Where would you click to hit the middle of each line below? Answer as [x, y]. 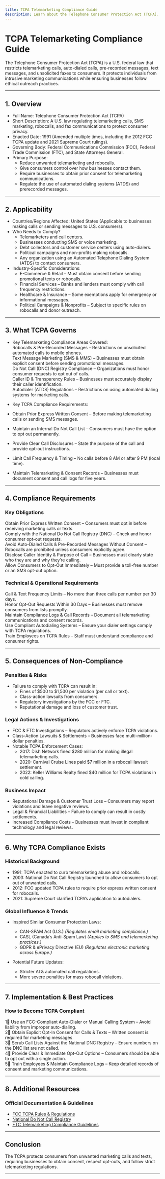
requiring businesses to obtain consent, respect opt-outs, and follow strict [80, 1162]
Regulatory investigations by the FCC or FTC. [65, 701]
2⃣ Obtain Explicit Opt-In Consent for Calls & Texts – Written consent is [77, 1032]
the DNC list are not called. [32, 1048]
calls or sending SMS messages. [45, 419]
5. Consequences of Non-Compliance [64, 661]
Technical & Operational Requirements [52, 583]
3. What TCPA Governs [41, 330]
